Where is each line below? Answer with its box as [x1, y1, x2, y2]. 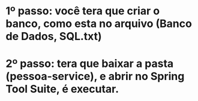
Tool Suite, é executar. [5, 82, 119, 96]
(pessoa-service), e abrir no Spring [5, 70, 185, 83]
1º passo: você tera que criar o [5, 4, 160, 18]
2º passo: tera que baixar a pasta [5, 57, 174, 71]
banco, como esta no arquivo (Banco [5, 17, 193, 30]
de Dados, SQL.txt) [5, 30, 103, 43]
